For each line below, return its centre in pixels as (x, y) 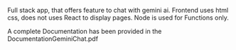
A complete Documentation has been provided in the (85, 31)
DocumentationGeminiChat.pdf (53, 39)
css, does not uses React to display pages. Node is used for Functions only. (118, 18)
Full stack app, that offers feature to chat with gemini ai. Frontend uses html (118, 10)
